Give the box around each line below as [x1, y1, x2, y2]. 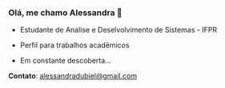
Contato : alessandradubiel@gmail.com [8, 71, 138, 81]
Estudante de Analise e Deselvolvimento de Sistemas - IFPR [19, 25, 218, 35]
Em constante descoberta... [19, 55, 112, 66]
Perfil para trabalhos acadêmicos [19, 40, 130, 50]
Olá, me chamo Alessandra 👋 [8, 7, 123, 18]
